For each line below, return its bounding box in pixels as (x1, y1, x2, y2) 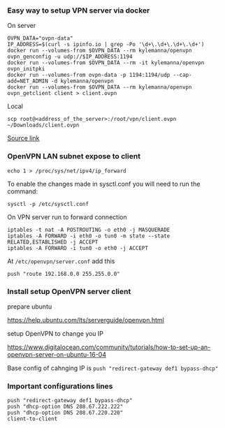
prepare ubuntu (7, 302, 52, 311)
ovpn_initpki (7, 66, 45, 73)
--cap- (173, 72, 192, 79)
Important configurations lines (7, 381, 113, 391)
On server (7, 22, 36, 30)
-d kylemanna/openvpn (51, 78, 114, 85)
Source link (7, 134, 40, 142)
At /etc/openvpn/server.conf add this (7, 257, 115, 265)
